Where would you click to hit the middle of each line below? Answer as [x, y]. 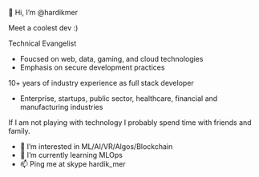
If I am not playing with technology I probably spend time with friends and [130, 123]
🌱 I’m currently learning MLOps [71, 155]
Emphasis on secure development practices [92, 67]
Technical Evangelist [42, 43]
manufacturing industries [61, 107]
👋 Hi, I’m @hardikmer [43, 12]
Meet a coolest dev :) [43, 28]
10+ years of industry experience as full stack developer [101, 83]
